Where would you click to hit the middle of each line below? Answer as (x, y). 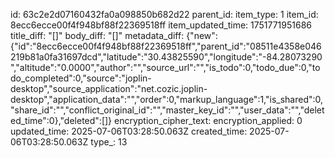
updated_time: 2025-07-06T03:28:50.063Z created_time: (129, 131)
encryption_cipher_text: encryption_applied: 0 (208, 120)
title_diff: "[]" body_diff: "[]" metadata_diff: (97, 35)
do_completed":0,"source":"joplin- (81, 78)
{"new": (202, 35)
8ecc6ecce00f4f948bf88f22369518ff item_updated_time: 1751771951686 (161, 25)
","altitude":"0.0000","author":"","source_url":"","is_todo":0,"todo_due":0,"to (165, 67)
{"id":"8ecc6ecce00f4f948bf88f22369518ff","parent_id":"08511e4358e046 (166, 46)
